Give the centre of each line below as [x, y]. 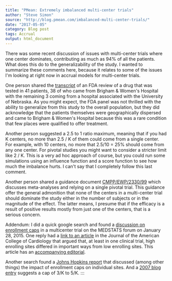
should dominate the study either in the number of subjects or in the [77, 198]
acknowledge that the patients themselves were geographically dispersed [83, 112]
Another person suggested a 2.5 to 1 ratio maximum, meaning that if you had [86, 133]
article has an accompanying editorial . [46, 252]
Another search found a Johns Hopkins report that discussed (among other [85, 262]
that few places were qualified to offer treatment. [57, 124]
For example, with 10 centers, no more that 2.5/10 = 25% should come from [85, 144]
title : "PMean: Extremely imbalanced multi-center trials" [70, 10]
